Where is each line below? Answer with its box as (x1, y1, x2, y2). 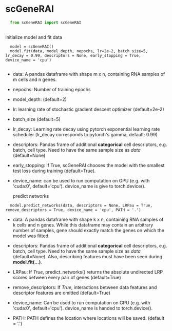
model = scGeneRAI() (10, 44, 54, 49)
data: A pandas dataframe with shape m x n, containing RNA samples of (12, 71, 165, 77)
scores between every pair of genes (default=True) (12, 274, 121, 280)
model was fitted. (12, 233, 50, 239)
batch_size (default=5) (12, 116, 61, 122)
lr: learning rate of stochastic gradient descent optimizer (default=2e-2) (12, 106, 164, 112)
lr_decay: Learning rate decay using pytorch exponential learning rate (12, 126, 160, 132)
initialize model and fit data (5, 34, 63, 40)
